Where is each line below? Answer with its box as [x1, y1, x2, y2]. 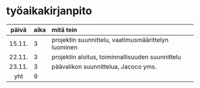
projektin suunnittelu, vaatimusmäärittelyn [51, 36, 168, 44]
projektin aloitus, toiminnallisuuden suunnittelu [51, 52, 182, 61]
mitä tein [51, 26, 77, 34]
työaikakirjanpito [6, 4, 92, 18]
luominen [51, 43, 78, 51]
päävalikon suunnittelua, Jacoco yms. [51, 62, 157, 71]
